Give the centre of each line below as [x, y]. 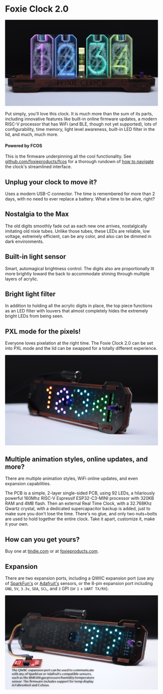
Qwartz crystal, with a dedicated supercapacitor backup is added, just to [78, 509]
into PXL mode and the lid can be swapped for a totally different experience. [81, 348]
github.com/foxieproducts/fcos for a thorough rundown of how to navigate [80, 162]
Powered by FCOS [24, 146]
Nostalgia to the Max [37, 214]
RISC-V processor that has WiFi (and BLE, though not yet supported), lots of [81, 124]
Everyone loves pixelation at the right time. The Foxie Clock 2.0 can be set [79, 343]
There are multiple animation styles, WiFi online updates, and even [72, 478]
